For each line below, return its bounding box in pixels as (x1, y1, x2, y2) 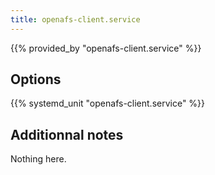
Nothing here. (10, 153, 67, 165)
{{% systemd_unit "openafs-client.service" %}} (10, 97, 206, 110)
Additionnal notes (10, 126, 124, 143)
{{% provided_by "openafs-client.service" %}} (10, 42, 202, 54)
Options (10, 71, 62, 88)
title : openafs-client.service (10, 14, 141, 25)
